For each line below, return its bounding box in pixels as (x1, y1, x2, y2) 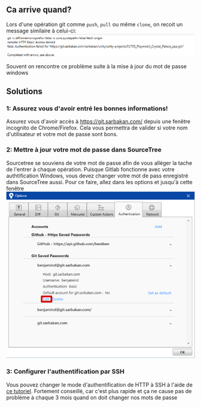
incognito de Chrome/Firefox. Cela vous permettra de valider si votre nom (6, 124, 188, 131)
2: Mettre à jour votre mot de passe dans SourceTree (6, 146, 162, 154)
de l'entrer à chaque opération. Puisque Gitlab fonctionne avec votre (6, 165, 175, 173)
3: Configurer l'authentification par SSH (6, 367, 124, 376)
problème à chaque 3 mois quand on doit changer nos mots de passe (6, 394, 178, 401)
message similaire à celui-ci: (6, 27, 77, 34)
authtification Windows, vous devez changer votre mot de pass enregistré (6, 172, 188, 179)
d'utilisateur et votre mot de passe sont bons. (6, 131, 118, 138)
